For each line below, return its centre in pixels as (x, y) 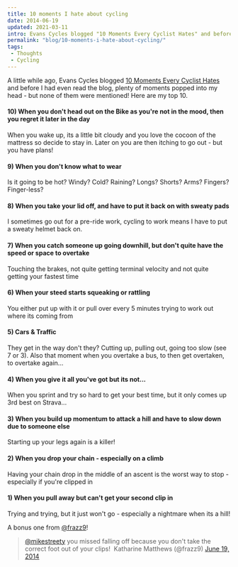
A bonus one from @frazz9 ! (48, 527)
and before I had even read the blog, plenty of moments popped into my (113, 88)
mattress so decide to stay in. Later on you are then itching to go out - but (115, 142)
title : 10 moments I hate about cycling (68, 14)
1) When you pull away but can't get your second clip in (90, 498)
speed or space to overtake (49, 253)
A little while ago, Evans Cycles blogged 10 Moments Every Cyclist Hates (114, 80)
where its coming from (40, 316)
